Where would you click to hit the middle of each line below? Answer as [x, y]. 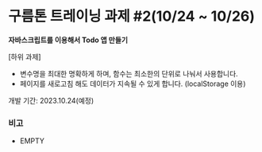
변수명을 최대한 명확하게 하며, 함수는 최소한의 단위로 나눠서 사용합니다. [129, 73]
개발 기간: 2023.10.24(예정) [51, 100]
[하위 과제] [25, 57]
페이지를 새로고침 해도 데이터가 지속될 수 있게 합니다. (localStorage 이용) [133, 84]
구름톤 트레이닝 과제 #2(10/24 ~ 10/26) [132, 16]
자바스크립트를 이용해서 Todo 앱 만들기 [68, 40]
